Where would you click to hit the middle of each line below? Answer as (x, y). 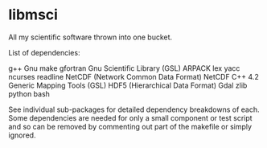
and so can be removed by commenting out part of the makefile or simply (130, 126)
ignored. (22, 135)
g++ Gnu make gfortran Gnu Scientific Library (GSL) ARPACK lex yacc (124, 68)
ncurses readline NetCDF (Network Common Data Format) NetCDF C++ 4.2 (133, 76)
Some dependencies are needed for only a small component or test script (130, 117)
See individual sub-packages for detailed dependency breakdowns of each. (134, 109)
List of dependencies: (44, 52)
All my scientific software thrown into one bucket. (90, 37)
